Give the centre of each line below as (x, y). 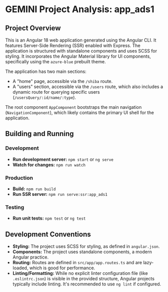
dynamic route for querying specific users (56, 92)
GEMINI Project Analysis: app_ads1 (80, 9)
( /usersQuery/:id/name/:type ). (44, 97)
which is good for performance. (62, 268)
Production (19, 178)
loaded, (20, 268)
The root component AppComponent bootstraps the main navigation (74, 107)
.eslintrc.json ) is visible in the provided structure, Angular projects (83, 279)
